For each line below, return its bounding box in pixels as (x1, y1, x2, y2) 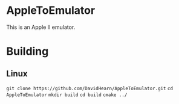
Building (6, 44, 49, 58)
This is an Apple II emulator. (6, 23, 76, 31)
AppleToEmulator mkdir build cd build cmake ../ (6, 91, 128, 98)
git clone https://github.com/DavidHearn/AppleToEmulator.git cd (6, 85, 174, 91)
